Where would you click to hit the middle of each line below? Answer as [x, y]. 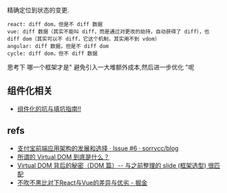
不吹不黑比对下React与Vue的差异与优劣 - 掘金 [82, 182]
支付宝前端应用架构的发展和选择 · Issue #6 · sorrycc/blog [98, 148]
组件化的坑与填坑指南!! [49, 109]
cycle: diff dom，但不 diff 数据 [52, 54]
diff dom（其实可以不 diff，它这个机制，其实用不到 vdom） [84, 39]
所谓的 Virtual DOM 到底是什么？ [63, 157]
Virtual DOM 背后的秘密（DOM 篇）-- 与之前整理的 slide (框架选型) [111, 165]
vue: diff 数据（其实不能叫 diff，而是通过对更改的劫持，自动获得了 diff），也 [108, 32]
